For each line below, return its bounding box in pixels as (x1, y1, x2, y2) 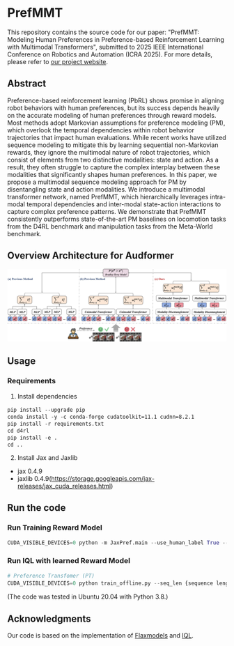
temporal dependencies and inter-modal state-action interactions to (26, 200, 221, 208)
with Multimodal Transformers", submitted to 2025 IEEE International (7, 43, 204, 51)
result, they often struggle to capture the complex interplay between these (7, 162, 221, 171)
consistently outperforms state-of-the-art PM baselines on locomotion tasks (7, 215, 226, 223)
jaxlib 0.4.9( (17, 474, 52, 482)
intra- (210, 192, 226, 201)
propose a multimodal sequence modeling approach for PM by (7, 178, 187, 186)
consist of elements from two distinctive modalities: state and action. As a (7, 155, 219, 164)
